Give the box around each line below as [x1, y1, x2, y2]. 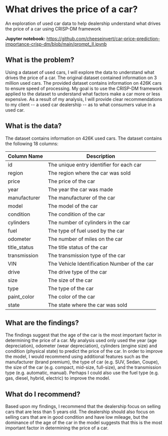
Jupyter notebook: [5, 36, 46, 42]
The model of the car [48, 202, 98, 209]
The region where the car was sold [48, 169, 131, 176]
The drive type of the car [48, 268, 108, 275]
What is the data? [5, 122, 62, 130]
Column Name [8, 152, 43, 159]
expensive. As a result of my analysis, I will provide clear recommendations [5, 96, 162, 102]
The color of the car [48, 293, 95, 300]
